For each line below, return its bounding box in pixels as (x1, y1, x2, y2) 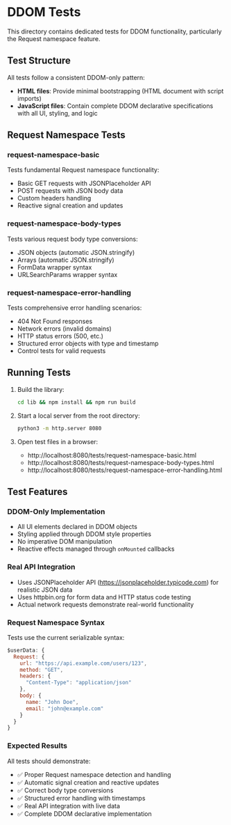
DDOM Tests (7, 4, 81, 20)
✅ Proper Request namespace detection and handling (17, 770, 171, 778)
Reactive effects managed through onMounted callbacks (17, 544, 175, 553)
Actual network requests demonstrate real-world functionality (17, 600, 194, 608)
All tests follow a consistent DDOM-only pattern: (7, 73, 146, 81)
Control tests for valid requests (17, 347, 106, 355)
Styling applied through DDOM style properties (17, 530, 151, 538)
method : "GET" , (19, 666, 64, 673)
